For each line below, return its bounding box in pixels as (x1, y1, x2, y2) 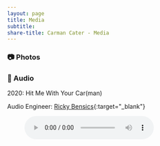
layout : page (7, 10, 45, 17)
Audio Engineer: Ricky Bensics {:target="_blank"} (7, 103, 146, 111)
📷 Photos (7, 52, 41, 62)
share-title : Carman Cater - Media (7, 29, 110, 36)
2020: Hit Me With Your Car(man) (7, 89, 103, 97)
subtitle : (7, 23, 36, 30)
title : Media (7, 17, 45, 23)
